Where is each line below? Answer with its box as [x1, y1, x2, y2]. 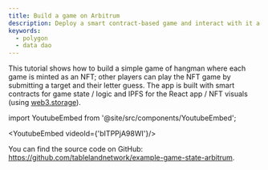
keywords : [8, 26, 42, 34]
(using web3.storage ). [8, 98, 82, 107]
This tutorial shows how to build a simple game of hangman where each [8, 63, 246, 73]
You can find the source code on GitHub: [8, 144, 144, 154]
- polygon [15, 34, 48, 42]
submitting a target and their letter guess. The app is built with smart [8, 81, 235, 91]
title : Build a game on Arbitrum [8, 11, 120, 20]
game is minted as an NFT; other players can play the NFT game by [8, 72, 231, 82]
